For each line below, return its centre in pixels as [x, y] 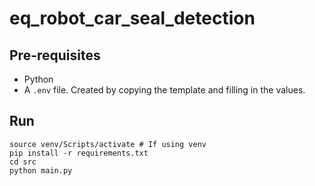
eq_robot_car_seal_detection [132, 18]
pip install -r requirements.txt [79, 153]
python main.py [41, 170]
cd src [23, 162]
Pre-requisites [55, 55]
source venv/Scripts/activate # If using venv [108, 144]
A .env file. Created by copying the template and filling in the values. [164, 90]
